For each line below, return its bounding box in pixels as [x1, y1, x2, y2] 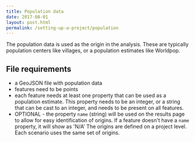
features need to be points [14, 86, 79, 93]
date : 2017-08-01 [6, 14, 48, 20]
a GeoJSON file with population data [14, 79, 103, 86]
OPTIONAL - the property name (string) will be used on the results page [14, 110, 185, 117]
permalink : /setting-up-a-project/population [6, 25, 119, 31]
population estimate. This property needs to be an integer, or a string [14, 98, 181, 105]
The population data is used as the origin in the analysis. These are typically [6, 41, 189, 48]
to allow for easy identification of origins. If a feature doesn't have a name [14, 117, 190, 124]
